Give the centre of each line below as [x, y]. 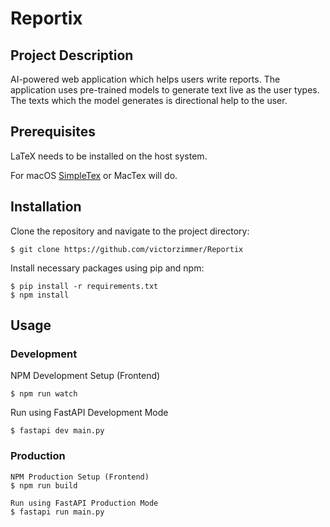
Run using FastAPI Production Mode [84, 503]
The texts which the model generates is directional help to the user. [149, 100]
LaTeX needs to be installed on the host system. [109, 156]
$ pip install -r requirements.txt [84, 286]
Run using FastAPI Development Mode [89, 413]
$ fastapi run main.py [57, 512]
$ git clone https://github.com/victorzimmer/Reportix [127, 249]
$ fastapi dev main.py [57, 431]
